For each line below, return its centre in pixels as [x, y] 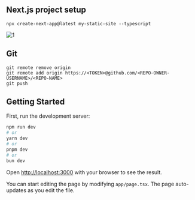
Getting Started [36, 102]
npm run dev [21, 127]
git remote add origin [34, 73]
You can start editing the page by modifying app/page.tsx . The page [90, 184]
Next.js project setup [46, 10]
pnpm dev [17, 150]
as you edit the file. [51, 190]
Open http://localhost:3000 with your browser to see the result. [84, 172]
